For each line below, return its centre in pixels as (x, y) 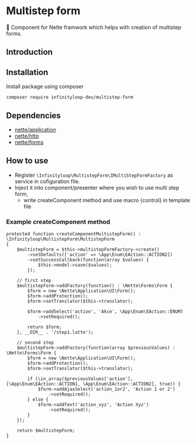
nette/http (27, 136)
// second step (35, 343)
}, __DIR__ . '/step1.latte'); (55, 332)
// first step (34, 281)
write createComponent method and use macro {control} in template (107, 200)
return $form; (45, 327)
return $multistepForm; (46, 431)
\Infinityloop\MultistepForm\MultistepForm (61, 239)
